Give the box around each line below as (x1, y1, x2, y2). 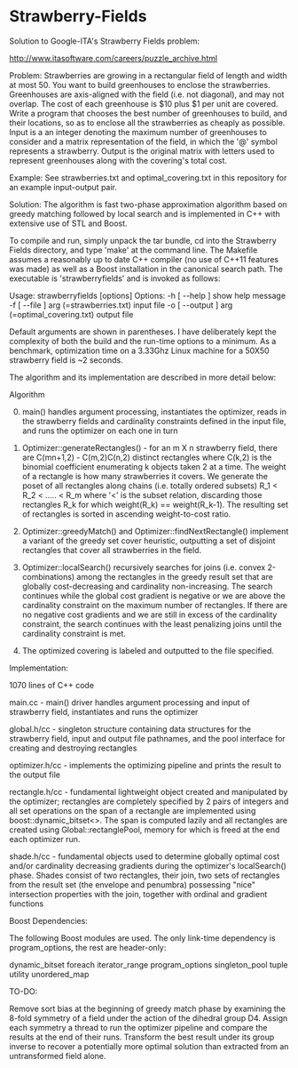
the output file (9, 769, 60, 780)
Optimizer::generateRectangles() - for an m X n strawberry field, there (21, 442, 278, 453)
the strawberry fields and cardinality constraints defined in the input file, (21, 415, 286, 426)
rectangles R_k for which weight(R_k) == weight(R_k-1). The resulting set (21, 499, 289, 510)
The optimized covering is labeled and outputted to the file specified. (21, 645, 275, 655)
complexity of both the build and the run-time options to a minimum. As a (9, 335, 277, 346)
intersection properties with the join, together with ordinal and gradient (9, 888, 268, 899)
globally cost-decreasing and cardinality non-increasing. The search (21, 581, 273, 591)
